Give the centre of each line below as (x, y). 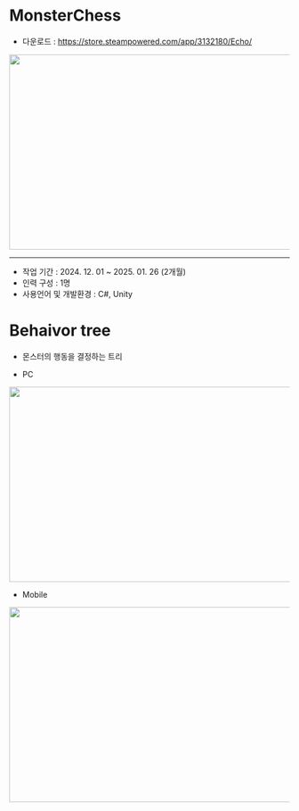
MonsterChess (65, 16)
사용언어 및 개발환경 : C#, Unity (77, 294)
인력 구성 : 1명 (46, 283)
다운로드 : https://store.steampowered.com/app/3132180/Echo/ (137, 41)
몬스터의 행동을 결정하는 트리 (72, 356)
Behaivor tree (60, 331)
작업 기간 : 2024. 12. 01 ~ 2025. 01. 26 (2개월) (104, 271)
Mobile (35, 594)
